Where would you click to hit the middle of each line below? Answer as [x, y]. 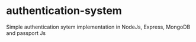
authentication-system [64, 11]
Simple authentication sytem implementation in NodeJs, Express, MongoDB [98, 27]
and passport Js [26, 33]
